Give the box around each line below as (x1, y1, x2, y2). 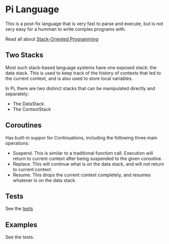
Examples (5, 220, 37, 229)
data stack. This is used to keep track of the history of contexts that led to (5, 70, 161, 76)
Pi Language (5, 4, 59, 15)
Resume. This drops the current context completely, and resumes (12, 172, 151, 178)
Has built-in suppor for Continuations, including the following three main (5, 134, 158, 140)
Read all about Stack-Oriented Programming (5, 36, 99, 42)
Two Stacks (5, 51, 44, 59)
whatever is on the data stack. (12, 177, 77, 183)
